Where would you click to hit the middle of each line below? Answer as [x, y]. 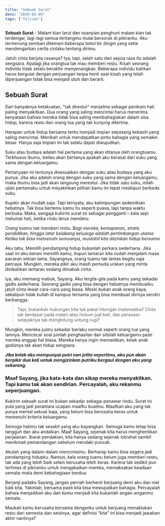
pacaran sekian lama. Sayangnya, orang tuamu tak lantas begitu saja [75, 259]
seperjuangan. [23, 391]
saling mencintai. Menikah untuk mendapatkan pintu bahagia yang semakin [82, 137]
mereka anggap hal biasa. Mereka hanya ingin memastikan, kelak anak [77, 340]
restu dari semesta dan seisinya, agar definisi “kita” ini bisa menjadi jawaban [82, 513]
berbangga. [17, 300]
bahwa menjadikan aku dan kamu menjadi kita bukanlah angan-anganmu [79, 493]
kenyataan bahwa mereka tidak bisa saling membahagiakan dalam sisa [77, 117]
